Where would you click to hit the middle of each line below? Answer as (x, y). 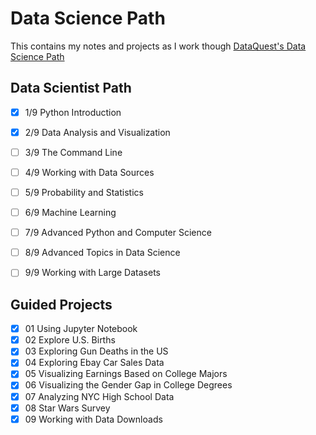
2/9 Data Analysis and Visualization (97, 132)
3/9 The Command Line (73, 152)
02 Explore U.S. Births (70, 340)
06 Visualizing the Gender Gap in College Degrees (128, 385)
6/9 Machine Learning (70, 213)
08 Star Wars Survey (67, 408)
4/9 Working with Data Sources (89, 172)
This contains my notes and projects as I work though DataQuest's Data (158, 46)
